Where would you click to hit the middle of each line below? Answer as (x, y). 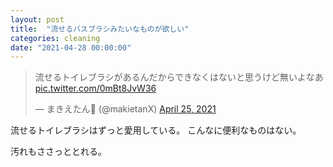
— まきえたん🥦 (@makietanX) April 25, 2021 (125, 109)
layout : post (37, 19)
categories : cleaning (55, 38)
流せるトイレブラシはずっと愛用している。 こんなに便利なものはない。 (156, 130)
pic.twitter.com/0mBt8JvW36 (95, 88)
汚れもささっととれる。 (58, 152)
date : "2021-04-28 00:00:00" (71, 47)
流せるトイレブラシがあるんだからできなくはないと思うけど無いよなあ (179, 77)
